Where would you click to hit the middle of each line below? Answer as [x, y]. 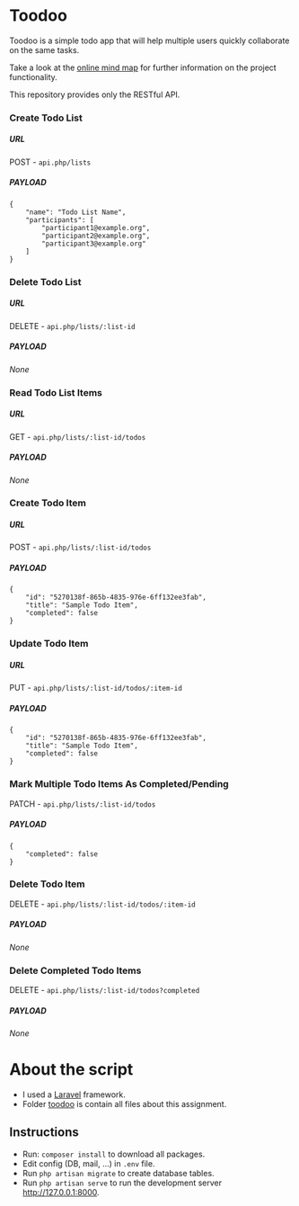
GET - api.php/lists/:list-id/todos [78, 436]
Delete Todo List [45, 281]
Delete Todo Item [47, 884]
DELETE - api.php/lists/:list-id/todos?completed [105, 990]
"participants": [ [60, 220]
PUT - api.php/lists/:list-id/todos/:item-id [96, 688]
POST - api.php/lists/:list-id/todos [80, 547]
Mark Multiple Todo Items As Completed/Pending [119, 784]
